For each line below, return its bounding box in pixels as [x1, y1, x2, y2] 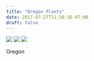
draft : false [6, 20, 38, 25]
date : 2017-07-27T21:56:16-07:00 [6, 14, 89, 20]
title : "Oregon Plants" [6, 8, 65, 15]
